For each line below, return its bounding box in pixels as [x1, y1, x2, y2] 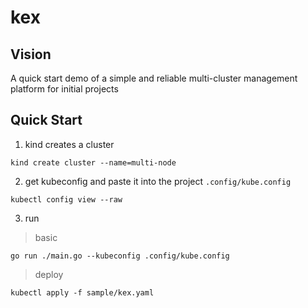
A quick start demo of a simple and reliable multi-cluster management [10, 72, 298, 84]
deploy [34, 268, 64, 280]
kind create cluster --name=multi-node [10, 157, 177, 168]
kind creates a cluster [24, 138, 115, 150]
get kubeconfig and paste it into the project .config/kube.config [24, 175, 292, 187]
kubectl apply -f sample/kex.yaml [10, 287, 155, 298]
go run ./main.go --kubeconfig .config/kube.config [10, 251, 230, 261]
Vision [10, 46, 52, 63]
